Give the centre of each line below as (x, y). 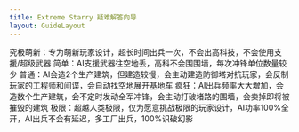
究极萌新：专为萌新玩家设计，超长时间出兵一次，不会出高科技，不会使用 (141, 52)
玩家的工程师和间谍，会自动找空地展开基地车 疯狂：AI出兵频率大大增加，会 (147, 85)
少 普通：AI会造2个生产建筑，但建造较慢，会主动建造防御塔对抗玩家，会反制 (149, 74)
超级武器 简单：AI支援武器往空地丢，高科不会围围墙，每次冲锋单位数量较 (154, 63)
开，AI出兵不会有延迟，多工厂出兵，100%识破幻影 (101, 118)
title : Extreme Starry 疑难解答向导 (73, 17)
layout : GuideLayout (48, 26)
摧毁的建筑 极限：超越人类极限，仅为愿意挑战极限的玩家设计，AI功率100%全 (149, 107)
